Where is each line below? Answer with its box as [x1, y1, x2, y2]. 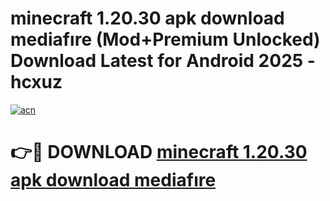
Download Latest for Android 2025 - [10, 50, 316, 72]
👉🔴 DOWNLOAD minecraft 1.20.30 [10, 141, 308, 164]
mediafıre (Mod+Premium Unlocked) [10, 28, 321, 51]
